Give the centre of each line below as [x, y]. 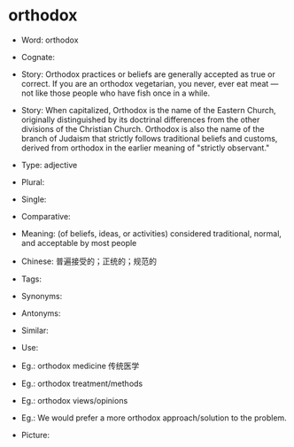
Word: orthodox [50, 40]
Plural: [33, 181]
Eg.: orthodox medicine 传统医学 [80, 366]
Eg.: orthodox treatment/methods [82, 383]
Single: [34, 199]
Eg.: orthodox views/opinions [74, 400]
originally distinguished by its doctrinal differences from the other [140, 119]
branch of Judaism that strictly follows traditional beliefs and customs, [149, 138]
